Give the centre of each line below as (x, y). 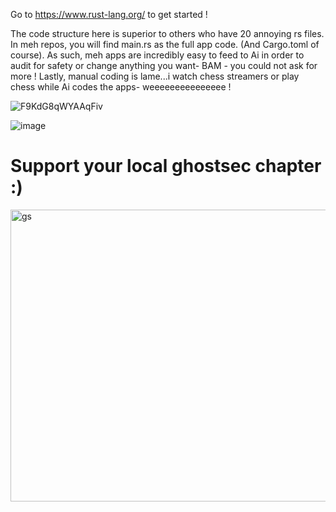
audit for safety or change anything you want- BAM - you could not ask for (164, 65)
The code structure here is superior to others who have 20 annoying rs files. (167, 33)
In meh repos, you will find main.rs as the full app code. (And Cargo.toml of (165, 44)
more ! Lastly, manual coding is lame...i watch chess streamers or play (155, 76)
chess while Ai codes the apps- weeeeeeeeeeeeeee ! (121, 87)
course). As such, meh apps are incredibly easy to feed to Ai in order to (157, 55)
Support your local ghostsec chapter (166, 166)
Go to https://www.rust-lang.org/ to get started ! (109, 14)
